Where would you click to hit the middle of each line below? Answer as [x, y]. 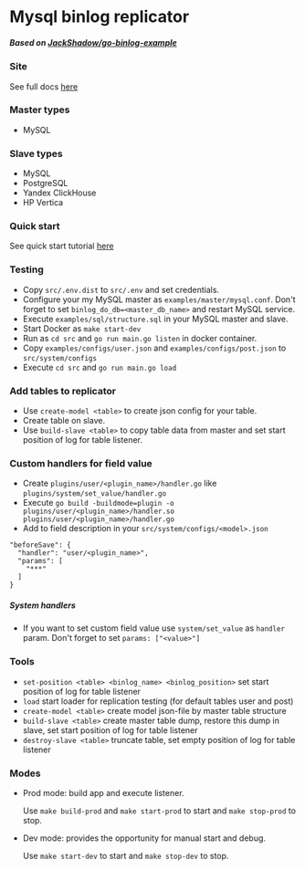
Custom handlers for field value [81, 463]
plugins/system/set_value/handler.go [95, 494]
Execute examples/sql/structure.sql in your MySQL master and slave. [156, 319]
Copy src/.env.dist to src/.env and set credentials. [121, 289]
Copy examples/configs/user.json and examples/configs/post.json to [154, 348]
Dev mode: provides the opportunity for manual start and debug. [144, 838]
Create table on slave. [64, 421]
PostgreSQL [45, 183]
